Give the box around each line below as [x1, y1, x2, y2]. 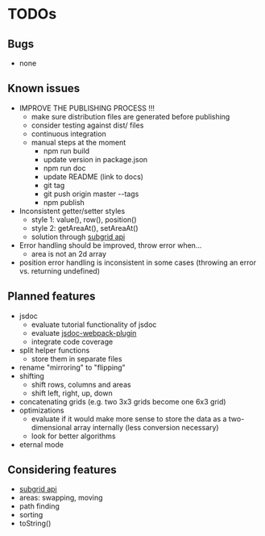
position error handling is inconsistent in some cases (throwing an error [19, 258, 257, 267]
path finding [19, 501, 60, 511]
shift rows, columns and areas [31, 379, 131, 389]
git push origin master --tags [43, 189, 139, 199]
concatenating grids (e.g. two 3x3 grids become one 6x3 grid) [19, 396, 226, 406]
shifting [19, 371, 45, 380]
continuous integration [31, 128, 106, 138]
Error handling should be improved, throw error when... [19, 240, 202, 250]
